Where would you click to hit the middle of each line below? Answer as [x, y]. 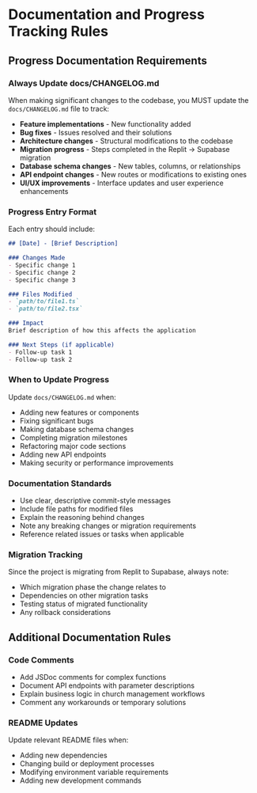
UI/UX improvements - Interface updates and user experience [121, 183]
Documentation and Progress [107, 15]
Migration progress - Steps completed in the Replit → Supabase [125, 149]
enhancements [44, 191]
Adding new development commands [81, 780]
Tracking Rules [59, 31]
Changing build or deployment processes [87, 764]
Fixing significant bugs [57, 420]
